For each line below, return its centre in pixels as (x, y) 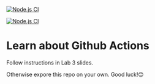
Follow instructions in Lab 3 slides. (50, 62)
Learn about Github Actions (78, 46)
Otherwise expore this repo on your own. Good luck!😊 (75, 74)
